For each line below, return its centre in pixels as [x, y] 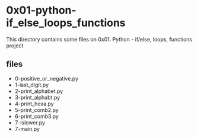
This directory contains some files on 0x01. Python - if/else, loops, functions [99, 39]
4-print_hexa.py [34, 104]
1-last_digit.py [32, 85]
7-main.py [27, 129]
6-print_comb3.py [37, 116]
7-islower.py [30, 123]
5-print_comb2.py [37, 110]
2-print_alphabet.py [39, 91]
